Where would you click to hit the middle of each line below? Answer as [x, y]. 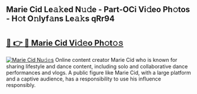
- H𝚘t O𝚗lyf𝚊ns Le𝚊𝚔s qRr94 [60, 19]
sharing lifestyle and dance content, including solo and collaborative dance [97, 66]
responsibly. [21, 85]
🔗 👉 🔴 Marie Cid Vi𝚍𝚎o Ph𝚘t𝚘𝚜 [65, 43]
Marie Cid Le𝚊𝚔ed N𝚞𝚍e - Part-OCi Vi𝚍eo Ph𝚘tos [98, 10]
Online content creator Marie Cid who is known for [116, 60]
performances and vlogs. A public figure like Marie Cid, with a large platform [98, 73]
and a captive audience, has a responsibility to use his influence [84, 79]
